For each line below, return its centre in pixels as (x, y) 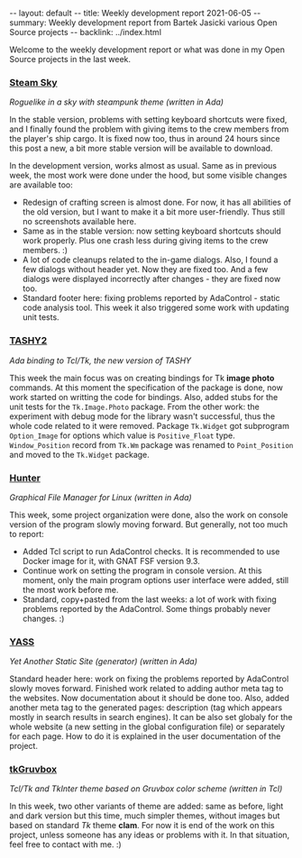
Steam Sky (33, 82)
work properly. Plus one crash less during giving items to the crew (145, 241)
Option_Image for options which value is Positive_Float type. (123, 435)
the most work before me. (70, 589)
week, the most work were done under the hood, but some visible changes (148, 176)
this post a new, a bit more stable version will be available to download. (141, 149)
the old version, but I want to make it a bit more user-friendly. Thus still (154, 212)
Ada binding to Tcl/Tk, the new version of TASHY (101, 361)
